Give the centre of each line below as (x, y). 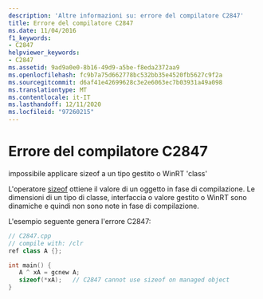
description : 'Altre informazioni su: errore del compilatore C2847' (126, 16)
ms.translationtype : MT (48, 90)
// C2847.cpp (30, 236)
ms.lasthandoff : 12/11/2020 (55, 104)
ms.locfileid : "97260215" (51, 112)
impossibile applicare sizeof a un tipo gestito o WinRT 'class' (108, 173)
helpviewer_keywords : (44, 53)
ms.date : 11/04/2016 (43, 30)
